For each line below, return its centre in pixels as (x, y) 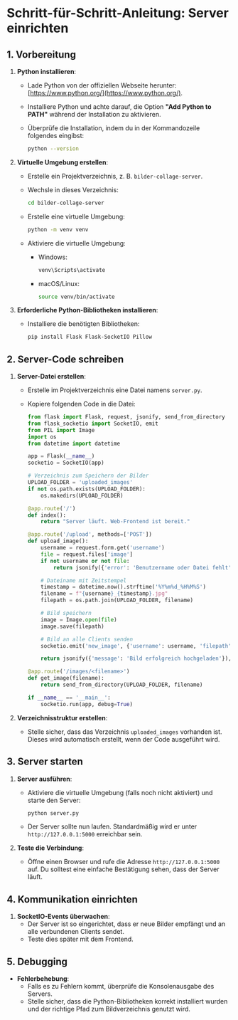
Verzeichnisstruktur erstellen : (62, 717)
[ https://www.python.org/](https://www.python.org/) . (105, 93)
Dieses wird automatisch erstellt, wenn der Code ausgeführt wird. (124, 739)
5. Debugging (37, 961)
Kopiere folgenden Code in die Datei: (81, 404)
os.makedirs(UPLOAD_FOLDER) (82, 495)
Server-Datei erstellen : (52, 377)
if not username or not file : (85, 561)
